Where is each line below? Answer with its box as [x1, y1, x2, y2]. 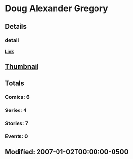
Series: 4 [5, 107, 27, 113]
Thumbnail [5, 63, 39, 71]
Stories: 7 [5, 120, 28, 127]
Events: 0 [5, 133, 28, 140]
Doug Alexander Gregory [5, 3, 108, 14]
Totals [5, 79, 24, 87]
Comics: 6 [5, 94, 30, 100]
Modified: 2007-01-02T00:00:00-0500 [5, 147, 129, 156]
